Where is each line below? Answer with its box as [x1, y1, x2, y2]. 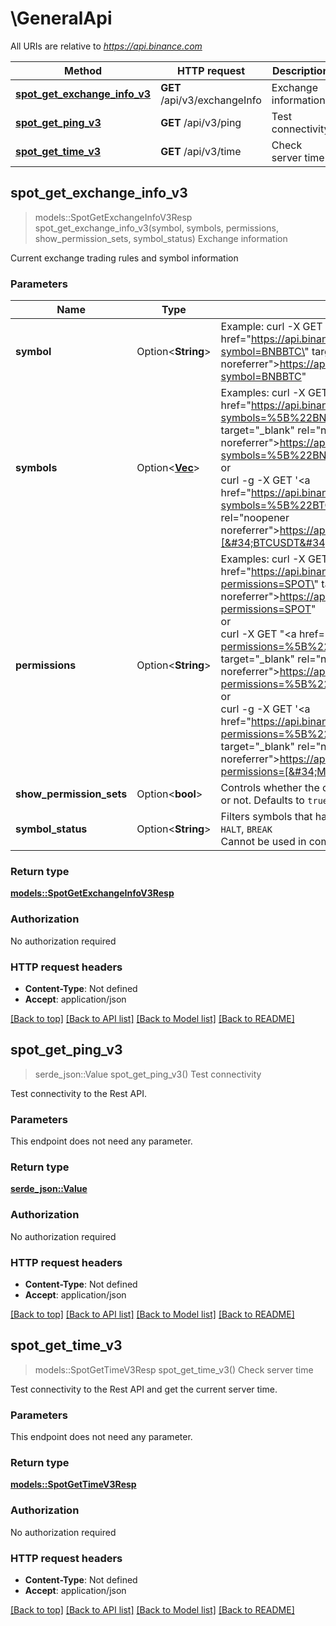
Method [63, 63, 103, 77]
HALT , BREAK [220, 822, 273, 836]
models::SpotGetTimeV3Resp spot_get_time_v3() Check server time [34, 1363, 314, 1376]
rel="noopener [220, 511, 290, 525]
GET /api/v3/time [160, 144, 242, 158]
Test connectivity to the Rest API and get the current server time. [10, 1383, 278, 1395]
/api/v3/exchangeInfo [160, 93, 262, 107]
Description [271, 63, 330, 77]
